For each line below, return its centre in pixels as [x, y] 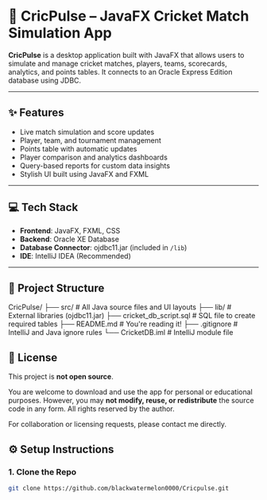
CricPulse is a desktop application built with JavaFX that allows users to [126, 55]
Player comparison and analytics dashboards [94, 157]
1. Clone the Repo [43, 471]
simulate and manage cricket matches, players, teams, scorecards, [118, 63]
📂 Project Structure [56, 288]
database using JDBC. [45, 80]
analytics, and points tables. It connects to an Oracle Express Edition [120, 71]
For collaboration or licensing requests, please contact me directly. [117, 425]
